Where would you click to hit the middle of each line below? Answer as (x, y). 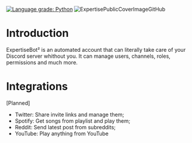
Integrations (37, 87)
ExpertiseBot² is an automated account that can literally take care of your (96, 49)
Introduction (38, 33)
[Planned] (18, 103)
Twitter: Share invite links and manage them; (69, 114)
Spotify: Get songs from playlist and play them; (72, 121)
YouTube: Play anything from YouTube (62, 133)
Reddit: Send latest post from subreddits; (65, 127)
